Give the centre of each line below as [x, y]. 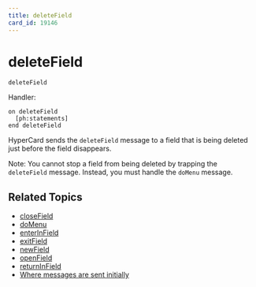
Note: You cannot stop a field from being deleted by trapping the [113, 164]
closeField [36, 216]
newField [34, 250]
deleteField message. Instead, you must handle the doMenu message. [121, 172]
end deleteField [35, 126]
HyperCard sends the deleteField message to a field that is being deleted [128, 140]
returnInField [40, 266]
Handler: [22, 97]
